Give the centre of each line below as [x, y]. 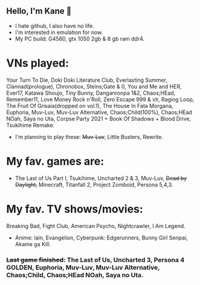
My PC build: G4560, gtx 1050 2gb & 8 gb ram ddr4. [80, 39]
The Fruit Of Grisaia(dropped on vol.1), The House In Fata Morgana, [90, 106]
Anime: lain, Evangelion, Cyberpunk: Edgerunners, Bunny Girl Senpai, [102, 238]
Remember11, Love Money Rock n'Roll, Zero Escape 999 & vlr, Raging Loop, [100, 99]
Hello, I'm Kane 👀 [39, 11]
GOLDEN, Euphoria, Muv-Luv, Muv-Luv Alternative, [83, 267]
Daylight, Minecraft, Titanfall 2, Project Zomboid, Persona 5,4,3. [94, 184]
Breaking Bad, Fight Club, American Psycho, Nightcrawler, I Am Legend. [96, 226]
